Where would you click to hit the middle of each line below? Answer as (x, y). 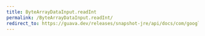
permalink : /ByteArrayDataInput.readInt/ (60, 18)
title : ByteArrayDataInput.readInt (52, 12)
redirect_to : (23, 23)
